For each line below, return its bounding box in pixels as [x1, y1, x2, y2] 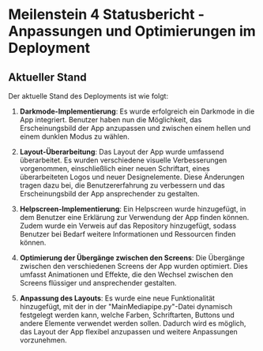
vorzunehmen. [19, 335, 67, 345]
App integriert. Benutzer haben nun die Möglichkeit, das [19, 115, 202, 124]
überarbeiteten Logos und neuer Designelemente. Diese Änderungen [19, 172, 245, 181]
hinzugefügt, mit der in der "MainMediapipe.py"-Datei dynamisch [19, 302, 233, 311]
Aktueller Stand [8, 70, 87, 84]
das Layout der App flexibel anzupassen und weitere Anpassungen [19, 327, 239, 336]
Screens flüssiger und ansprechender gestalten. [19, 278, 177, 287]
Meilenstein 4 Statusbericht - [8, 6, 205, 24]
